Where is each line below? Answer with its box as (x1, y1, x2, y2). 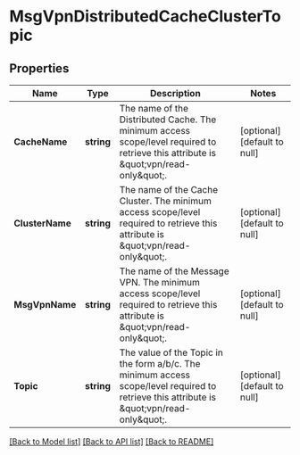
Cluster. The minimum (119, 194, 212, 207)
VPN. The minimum (119, 277, 201, 288)
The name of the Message (119, 265, 229, 277)
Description (150, 87, 201, 99)
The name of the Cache (119, 184, 219, 195)
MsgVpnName (13, 299, 77, 310)
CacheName (13, 136, 68, 148)
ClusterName (13, 217, 71, 229)
